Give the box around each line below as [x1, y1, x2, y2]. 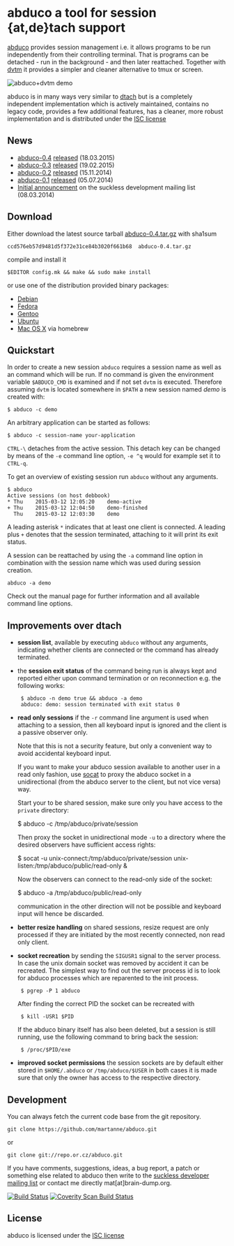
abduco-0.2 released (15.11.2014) [17, 168, 112, 176]
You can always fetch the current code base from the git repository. [7, 1112, 202, 1120]
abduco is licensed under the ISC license [7, 1231, 125, 1239]
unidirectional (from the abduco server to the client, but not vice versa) [17, 778, 221, 786]
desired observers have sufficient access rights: [17, 840, 156, 849]
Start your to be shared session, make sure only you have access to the [17, 799, 223, 807]
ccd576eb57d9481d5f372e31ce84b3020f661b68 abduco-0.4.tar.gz [7, 243, 192, 250]
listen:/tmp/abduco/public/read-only [17, 861, 122, 870]
